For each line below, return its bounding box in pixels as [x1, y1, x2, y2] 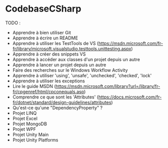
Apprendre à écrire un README [12, 35, 78, 41]
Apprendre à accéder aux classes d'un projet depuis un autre [12, 56, 140, 62]
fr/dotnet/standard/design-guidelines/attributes [12, 99, 111, 105]
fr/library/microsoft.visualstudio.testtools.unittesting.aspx [12, 45, 132, 52]
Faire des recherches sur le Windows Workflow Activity [12, 67, 128, 73]
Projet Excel [12, 115, 38, 121]
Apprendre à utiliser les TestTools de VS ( [12, 40, 99, 46]
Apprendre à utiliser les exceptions [12, 78, 85, 84]
